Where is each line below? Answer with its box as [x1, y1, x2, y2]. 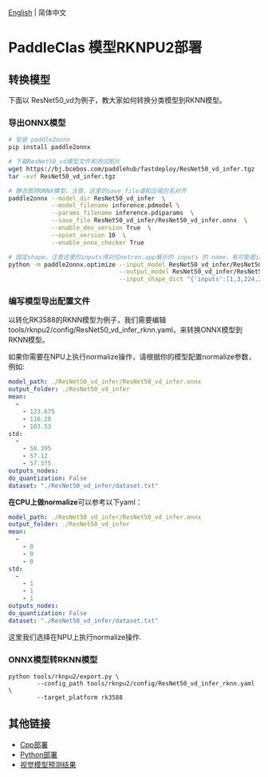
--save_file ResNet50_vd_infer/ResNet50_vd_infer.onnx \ [50, 217, 248, 225]
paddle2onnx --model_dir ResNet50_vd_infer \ [8, 194, 166, 202]
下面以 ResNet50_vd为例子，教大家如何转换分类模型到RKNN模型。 [8, 96, 227, 104]
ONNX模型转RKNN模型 [8, 653, 98, 665]
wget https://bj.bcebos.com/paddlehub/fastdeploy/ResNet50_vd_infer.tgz [8, 165, 255, 173]
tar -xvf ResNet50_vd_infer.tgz [8, 172, 116, 180]
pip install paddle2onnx [8, 143, 91, 151]
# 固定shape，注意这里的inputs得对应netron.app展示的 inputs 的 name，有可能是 [8, 253, 256, 261]
